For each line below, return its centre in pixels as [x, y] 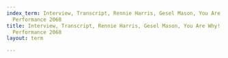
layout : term [25, 38]
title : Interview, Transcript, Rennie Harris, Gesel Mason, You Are [106, 26]
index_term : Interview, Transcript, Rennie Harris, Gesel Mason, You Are [114, 13]
